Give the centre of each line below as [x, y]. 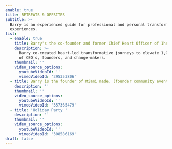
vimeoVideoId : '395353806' [48, 77]
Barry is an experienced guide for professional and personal [78, 24]
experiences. [24, 29]
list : [11, 34]
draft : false [19, 139]
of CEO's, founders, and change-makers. [62, 58]
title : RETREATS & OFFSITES [35, 15]
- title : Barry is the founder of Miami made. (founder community [82, 81]
